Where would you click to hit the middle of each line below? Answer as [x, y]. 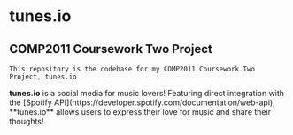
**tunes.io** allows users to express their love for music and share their [140, 112]
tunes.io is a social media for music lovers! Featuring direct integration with [147, 93]
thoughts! [27, 121]
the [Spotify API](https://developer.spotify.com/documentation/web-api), [143, 102]
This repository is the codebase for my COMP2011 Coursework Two [132, 69]
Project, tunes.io [43, 77]
